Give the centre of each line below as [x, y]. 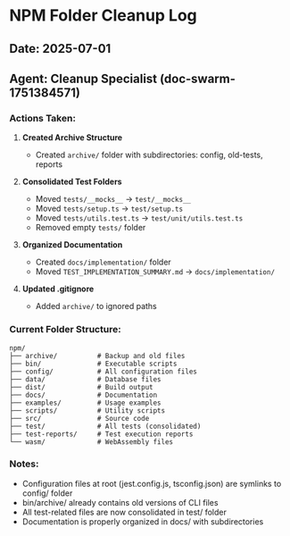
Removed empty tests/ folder [91, 228]
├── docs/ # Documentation [83, 395]
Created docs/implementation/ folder [103, 262]
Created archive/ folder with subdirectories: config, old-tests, [149, 155]
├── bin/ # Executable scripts [93, 364]
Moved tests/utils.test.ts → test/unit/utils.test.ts [139, 218]
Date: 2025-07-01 [60, 49]
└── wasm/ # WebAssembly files [91, 442]
